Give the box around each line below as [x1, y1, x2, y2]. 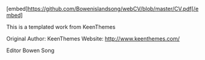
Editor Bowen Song [6, 47, 55, 54]
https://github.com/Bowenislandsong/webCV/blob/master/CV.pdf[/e [27, 5, 199, 12]
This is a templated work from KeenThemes [6, 24, 116, 30]
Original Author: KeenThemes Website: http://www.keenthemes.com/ [6, 35, 180, 42]
